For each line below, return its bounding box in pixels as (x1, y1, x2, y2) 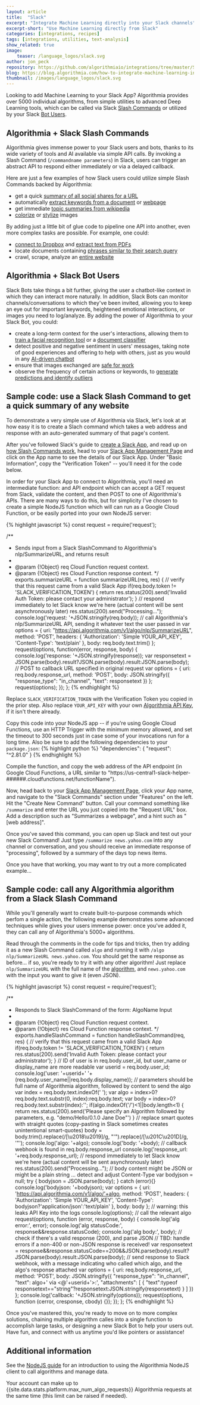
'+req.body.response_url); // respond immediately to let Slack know (14, 1152, 180, 1159)
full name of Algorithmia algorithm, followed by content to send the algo (14, 1082, 191, 1089)
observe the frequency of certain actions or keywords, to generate (14, 368, 179, 375)
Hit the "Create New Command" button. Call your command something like (6, 799, 189, 807)
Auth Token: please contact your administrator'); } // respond (14, 595, 165, 602)
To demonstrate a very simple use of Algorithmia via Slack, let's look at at (6, 416, 186, 424)
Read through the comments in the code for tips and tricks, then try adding (6, 940, 190, 947)
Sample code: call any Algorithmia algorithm (6, 884, 174, 894)
